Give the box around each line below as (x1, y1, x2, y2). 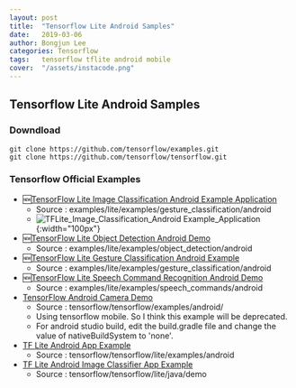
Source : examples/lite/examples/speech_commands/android (35, 282, 264, 293)
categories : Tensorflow (9, 47, 99, 56)
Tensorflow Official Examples (9, 173, 141, 186)
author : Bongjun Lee (9, 38, 87, 48)
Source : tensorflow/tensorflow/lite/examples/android (35, 349, 235, 360)
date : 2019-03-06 (9, 30, 83, 39)
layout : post (9, 13, 58, 23)
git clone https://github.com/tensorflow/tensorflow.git (9, 152, 228, 162)
